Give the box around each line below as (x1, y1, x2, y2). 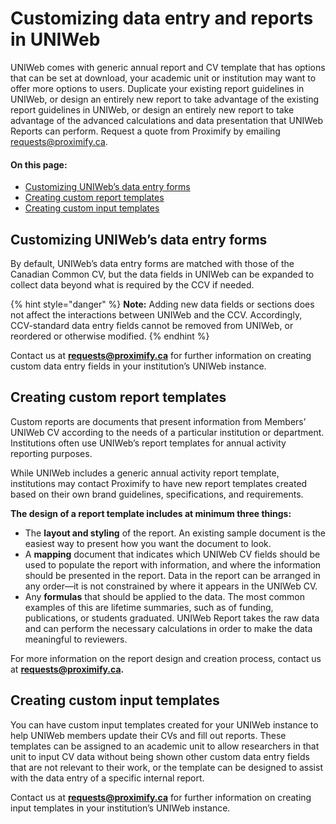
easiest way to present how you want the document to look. (24, 537, 272, 549)
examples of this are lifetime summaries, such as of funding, (24, 601, 274, 613)
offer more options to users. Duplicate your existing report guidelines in (10, 82, 305, 94)
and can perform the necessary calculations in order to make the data (24, 622, 313, 634)
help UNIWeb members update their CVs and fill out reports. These (10, 729, 287, 741)
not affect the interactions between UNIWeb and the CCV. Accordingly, (10, 308, 303, 321)
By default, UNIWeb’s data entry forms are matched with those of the (10, 257, 295, 269)
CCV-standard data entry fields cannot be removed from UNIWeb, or (10, 319, 294, 331)
